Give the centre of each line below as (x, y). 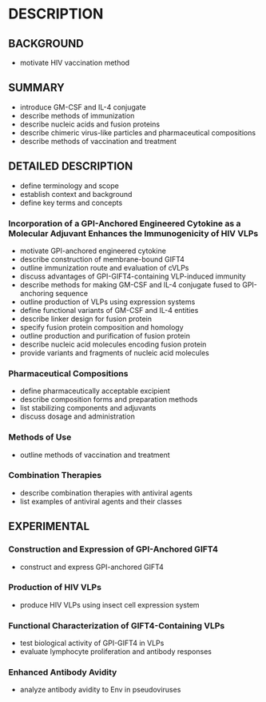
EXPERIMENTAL (49, 526)
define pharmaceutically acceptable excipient (95, 391)
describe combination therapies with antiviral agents (106, 492)
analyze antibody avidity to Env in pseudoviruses (100, 690)
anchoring (37, 293)
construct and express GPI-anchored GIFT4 (91, 567)
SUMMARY (37, 88)
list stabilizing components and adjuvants (88, 408)
